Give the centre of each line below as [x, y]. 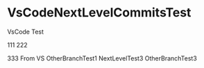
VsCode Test [25, 32]
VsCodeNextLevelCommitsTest [99, 13]
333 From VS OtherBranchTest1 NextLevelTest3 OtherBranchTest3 [102, 58]
